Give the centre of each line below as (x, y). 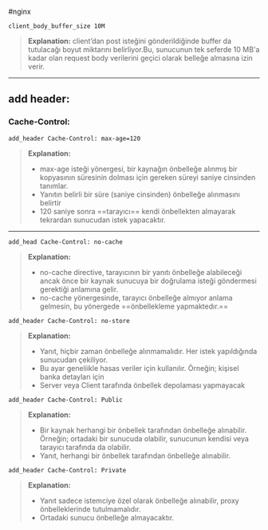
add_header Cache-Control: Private (67, 470)
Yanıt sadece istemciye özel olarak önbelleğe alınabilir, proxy (139, 500)
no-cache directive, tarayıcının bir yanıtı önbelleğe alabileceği (141, 272)
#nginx (20, 12)
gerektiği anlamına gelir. (79, 289)
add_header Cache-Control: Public (66, 400)
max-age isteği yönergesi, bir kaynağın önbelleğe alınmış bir (138, 169)
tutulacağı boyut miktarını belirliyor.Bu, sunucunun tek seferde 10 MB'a (144, 50)
